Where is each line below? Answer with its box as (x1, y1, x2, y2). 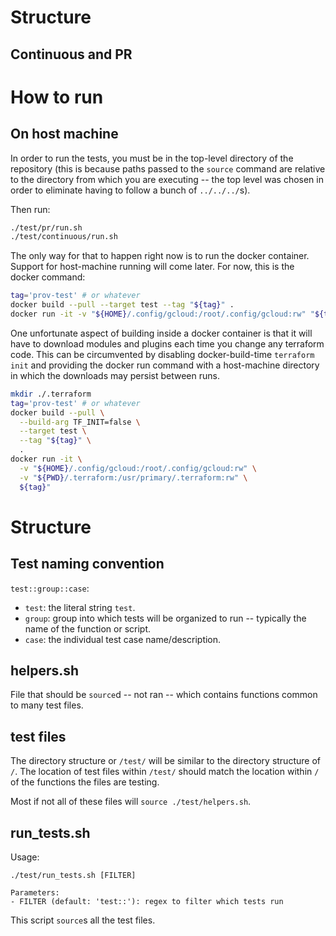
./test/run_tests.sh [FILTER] (10, 871, 137, 881)
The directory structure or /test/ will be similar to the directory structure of (10, 755, 321, 767)
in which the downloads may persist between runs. (10, 369, 220, 381)
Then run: (10, 203, 51, 215)
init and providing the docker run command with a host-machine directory (10, 359, 320, 371)
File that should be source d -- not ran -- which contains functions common (10, 689, 318, 701)
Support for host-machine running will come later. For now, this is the (10, 261, 295, 273)
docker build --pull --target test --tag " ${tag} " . (10, 300, 235, 310)
